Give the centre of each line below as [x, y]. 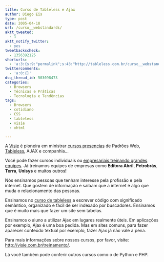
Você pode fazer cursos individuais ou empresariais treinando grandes [76, 161]
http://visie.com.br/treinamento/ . [38, 245]
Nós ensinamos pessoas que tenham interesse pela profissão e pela [74, 180]
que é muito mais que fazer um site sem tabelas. [54, 211]
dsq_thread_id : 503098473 [31, 78]
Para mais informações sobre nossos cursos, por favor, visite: [67, 240]
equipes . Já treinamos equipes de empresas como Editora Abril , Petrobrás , [81, 166]
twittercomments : [23, 69]
